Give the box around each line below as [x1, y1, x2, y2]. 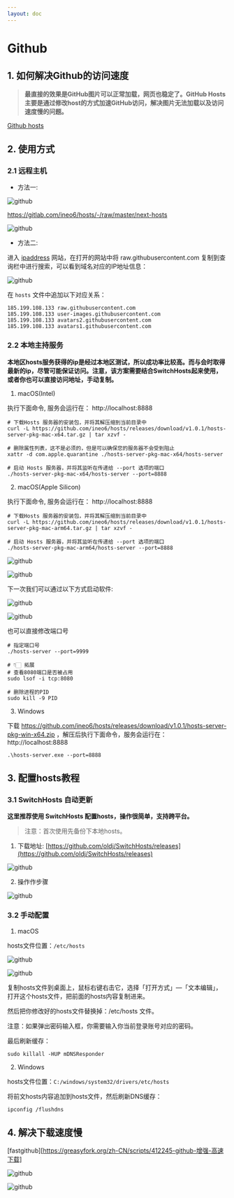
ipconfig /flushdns [7, 1106, 64, 1113]
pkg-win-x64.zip [7, 730, 55, 739]
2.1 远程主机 [7, 166, 47, 176]
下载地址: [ [17, 842, 48, 850]
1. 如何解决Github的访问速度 [7, 70, 129, 82]
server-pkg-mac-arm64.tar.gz [7, 525, 92, 532]
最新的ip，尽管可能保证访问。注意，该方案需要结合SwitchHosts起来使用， [7, 366, 222, 375]
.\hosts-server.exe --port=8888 [7, 751, 101, 759]
